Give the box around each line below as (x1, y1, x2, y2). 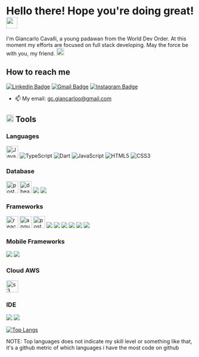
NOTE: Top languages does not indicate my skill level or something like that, (6, 337, 192, 345)
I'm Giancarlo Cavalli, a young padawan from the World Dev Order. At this (6, 35, 186, 42)
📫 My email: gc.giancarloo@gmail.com (14, 95, 112, 102)
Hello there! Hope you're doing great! (6, 4, 194, 18)
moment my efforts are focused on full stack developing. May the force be (6, 41, 189, 48)
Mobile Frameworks (6, 237, 66, 245)
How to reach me (6, 67, 70, 77)
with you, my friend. (6, 49, 55, 57)
